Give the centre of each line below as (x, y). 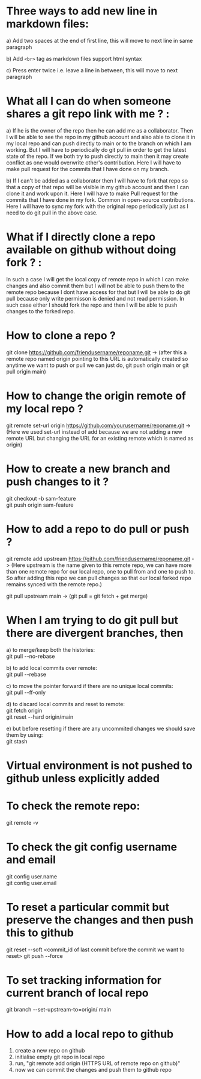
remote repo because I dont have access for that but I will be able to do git (98, 292)
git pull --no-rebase (31, 656)
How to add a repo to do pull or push (98, 529)
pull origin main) (26, 371)
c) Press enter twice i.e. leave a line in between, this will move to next (92, 70)
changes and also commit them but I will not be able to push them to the (95, 286)
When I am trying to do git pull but (92, 620)
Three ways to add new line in (82, 11)
